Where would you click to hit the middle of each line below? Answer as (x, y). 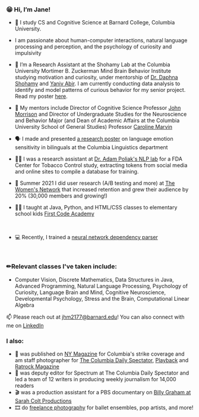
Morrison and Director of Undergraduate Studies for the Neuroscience (101, 114)
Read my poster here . (41, 96)
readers (24, 385)
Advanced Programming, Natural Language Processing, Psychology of (101, 286)
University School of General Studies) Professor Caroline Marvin (94, 127)
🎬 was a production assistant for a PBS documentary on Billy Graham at (103, 392)
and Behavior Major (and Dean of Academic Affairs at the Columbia (97, 121)
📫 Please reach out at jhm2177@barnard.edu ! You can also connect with (96, 317)
